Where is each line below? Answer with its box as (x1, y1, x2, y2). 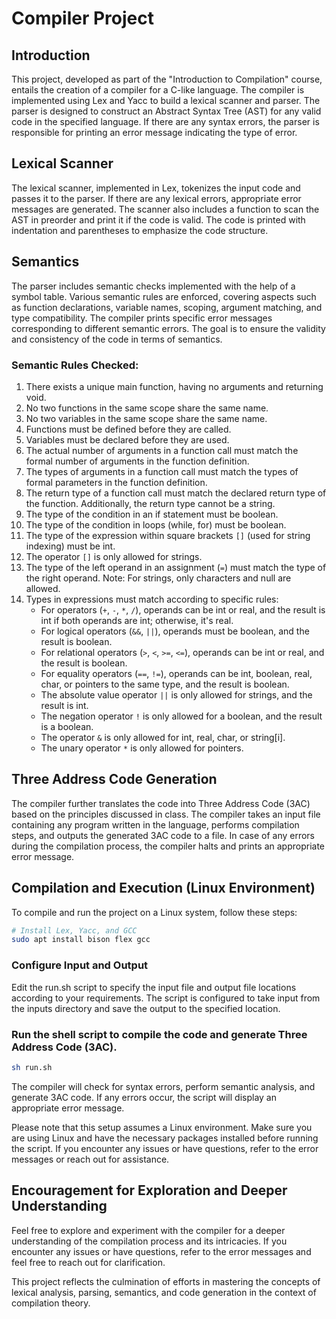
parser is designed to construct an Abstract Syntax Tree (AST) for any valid (11, 105, 322, 117)
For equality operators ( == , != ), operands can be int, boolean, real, (40, 667, 313, 679)
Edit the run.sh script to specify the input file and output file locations (11, 981, 297, 993)
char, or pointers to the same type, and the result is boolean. (40, 678, 290, 690)
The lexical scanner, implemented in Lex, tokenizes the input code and (11, 182, 301, 194)
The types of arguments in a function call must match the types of (25, 465, 299, 477)
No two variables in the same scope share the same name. (25, 412, 268, 424)
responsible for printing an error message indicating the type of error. (11, 127, 298, 138)
